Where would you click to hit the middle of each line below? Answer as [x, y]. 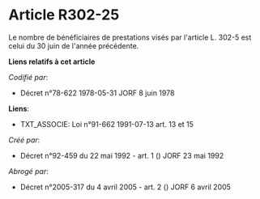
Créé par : [24, 140]
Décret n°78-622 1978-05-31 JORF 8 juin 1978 [97, 93]
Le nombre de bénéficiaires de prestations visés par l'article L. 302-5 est [130, 37]
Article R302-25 [64, 15]
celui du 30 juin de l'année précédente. [74, 45]
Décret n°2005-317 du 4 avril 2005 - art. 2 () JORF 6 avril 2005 [125, 187]
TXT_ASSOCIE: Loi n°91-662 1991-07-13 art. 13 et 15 [107, 124]
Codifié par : [28, 77]
